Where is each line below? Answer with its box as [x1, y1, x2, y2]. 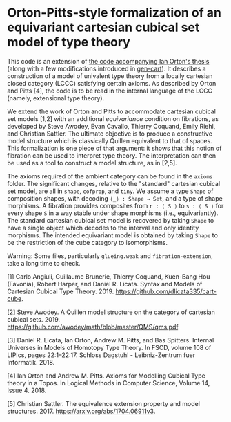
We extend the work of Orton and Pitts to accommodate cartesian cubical [7, 107, 216, 116]
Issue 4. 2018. [7, 386, 47, 394]
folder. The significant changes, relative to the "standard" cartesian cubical [7, 179, 221, 187]
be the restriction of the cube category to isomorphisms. [7, 238, 168, 246]
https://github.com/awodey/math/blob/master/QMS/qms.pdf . [7, 322, 181, 331]
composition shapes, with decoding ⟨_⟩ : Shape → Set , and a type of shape [7, 194, 223, 202]
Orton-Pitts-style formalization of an [7, 5, 222, 21]
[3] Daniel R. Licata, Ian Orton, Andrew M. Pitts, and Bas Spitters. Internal [7, 336, 214, 344]
